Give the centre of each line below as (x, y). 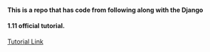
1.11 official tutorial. (36, 26)
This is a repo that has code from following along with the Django (105, 10)
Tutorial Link (26, 41)
